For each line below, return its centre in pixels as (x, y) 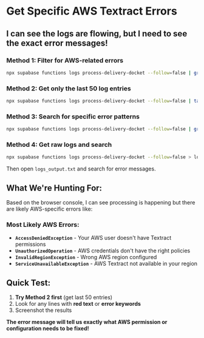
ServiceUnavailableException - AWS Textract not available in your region (106, 264)
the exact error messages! (57, 43)
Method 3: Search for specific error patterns (73, 117)
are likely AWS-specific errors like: (49, 209)
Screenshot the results (43, 310)
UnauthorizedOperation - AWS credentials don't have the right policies (103, 251)
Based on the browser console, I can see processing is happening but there (101, 203)
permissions (30, 245)
